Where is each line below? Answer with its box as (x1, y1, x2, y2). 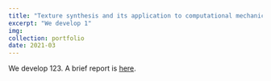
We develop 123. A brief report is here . (8, 63, 137, 73)
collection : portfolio (8, 34, 85, 43)
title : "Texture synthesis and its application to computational (8, 11, 232, 20)
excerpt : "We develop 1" (8, 19, 92, 27)
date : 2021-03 (8, 42, 56, 50)
